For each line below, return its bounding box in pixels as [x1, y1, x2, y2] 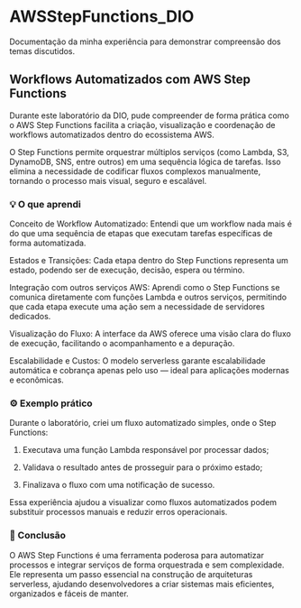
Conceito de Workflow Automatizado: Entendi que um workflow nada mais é [9, 218, 293, 229]
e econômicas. [9, 374, 65, 385]
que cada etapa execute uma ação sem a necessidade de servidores [9, 301, 266, 312]
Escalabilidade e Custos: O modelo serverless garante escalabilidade [9, 355, 266, 366]
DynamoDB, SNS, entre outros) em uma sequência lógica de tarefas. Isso [9, 156, 281, 167]
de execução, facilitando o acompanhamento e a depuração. [9, 338, 235, 349]
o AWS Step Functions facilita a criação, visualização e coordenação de [9, 119, 276, 130]
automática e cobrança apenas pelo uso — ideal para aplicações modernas [9, 365, 290, 376]
